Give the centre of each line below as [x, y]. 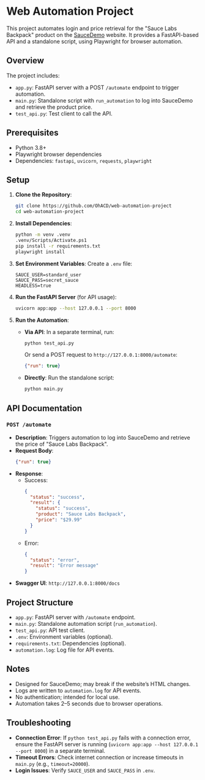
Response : [29, 474]
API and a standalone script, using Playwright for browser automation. [95, 41]
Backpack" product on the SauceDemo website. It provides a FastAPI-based [102, 34]
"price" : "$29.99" [59, 520]
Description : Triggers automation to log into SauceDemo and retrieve [103, 437]
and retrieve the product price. [54, 107]
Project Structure [40, 602]
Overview [25, 60]
